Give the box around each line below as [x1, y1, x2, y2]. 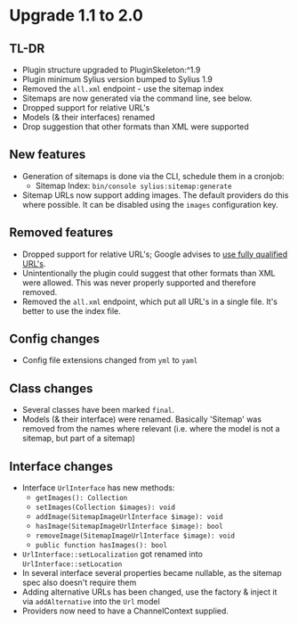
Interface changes [9, 458, 114, 473]
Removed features [9, 225, 114, 241]
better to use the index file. [21, 305, 122, 317]
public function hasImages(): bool [35, 541, 167, 550]
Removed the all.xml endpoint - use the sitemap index [21, 84, 224, 94]
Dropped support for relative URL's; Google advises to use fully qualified [21, 249, 288, 259]
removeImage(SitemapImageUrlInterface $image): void [35, 531, 236, 540]
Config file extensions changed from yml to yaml [21, 355, 198, 366]
